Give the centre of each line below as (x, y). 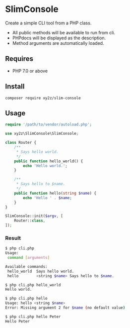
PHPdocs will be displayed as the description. (59, 38)
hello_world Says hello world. (41, 271)
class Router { (21, 143)
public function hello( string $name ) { (55, 193)
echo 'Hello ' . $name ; (47, 198)
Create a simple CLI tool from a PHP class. (48, 23)
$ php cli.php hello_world (33, 285)
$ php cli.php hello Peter (33, 317)
